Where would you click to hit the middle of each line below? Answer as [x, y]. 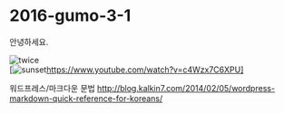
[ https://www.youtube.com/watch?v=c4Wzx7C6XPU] [127, 70]
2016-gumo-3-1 [70, 16]
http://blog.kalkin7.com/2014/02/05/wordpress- [186, 88]
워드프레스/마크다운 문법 [52, 88]
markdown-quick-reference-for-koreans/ [86, 98]
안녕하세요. [29, 42]
